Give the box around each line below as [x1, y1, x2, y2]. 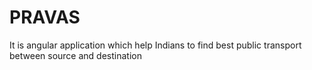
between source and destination [9, 49, 142, 61]
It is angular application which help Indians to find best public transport [9, 39, 302, 51]
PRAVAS [9, 6, 81, 29]
